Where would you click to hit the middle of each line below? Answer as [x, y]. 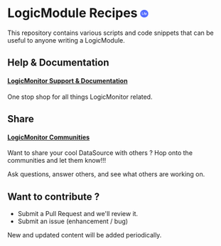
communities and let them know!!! [57, 161]
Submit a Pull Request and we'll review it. [78, 213]
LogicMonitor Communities [49, 137]
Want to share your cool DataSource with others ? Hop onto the [100, 153]
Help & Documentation [58, 63]
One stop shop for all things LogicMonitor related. [80, 97]
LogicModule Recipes [72, 13]
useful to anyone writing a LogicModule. [66, 40]
